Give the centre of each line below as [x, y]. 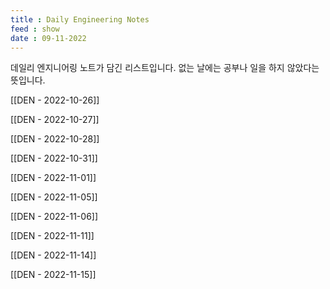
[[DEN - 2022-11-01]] [53, 178]
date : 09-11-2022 [48, 38]
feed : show [35, 29]
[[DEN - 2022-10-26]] [55, 100]
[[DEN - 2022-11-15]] [53, 275]
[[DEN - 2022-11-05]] [54, 197]
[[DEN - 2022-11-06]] [54, 217]
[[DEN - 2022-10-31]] [54, 158]
